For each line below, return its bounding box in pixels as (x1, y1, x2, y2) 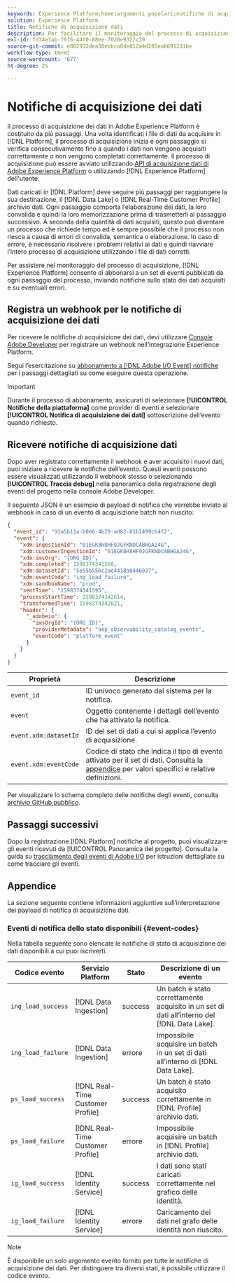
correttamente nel (156, 1178, 215, 1188)
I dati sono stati (156, 1161, 207, 1171)
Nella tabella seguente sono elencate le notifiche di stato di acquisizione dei (7, 939, 226, 948)
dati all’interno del (156, 1010, 215, 1020)
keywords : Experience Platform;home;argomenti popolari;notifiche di (7, 10, 215, 18)
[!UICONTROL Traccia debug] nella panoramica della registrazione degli (7, 480, 217, 488)
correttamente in (156, 1094, 211, 1104)
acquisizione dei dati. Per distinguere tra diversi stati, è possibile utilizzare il (7, 1264, 225, 1272)
